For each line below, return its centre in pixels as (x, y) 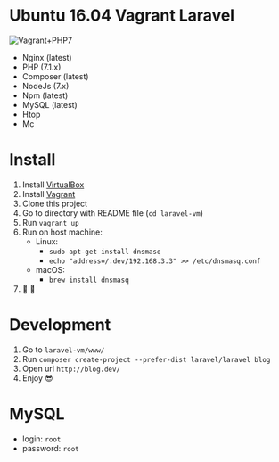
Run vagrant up (50, 222)
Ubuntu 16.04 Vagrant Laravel (122, 16)
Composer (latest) (55, 76)
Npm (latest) (45, 95)
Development (60, 325)
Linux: (47, 241)
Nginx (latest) (47, 57)
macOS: (50, 269)
